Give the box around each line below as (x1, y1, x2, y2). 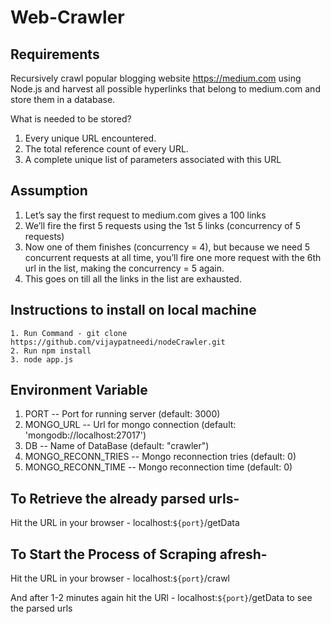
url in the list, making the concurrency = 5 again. (24, 262, 225, 274)
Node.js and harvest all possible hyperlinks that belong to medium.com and (10, 83, 321, 95)
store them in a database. (10, 94, 116, 105)
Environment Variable (10, 382, 148, 399)
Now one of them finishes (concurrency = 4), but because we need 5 (24, 241, 311, 253)
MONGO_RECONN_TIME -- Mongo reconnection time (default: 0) (24, 461, 293, 473)
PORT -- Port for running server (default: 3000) (24, 408, 221, 420)
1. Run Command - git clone (10, 328, 128, 338)
